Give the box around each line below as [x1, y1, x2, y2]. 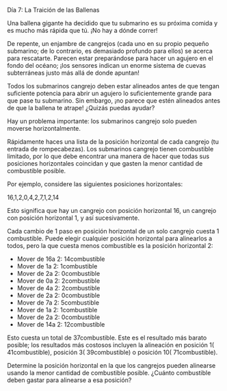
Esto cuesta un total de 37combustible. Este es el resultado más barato [7, 333, 207, 342]
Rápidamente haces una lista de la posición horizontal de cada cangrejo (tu [7, 138, 219, 146]
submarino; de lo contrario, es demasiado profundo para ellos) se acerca [7, 47, 213, 55]
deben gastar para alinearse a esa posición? [7, 376, 132, 384]
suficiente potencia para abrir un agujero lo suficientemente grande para [7, 89, 212, 97]
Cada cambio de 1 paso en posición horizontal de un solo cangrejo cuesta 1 [7, 227, 219, 235]
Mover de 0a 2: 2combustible [16, 277, 101, 285]
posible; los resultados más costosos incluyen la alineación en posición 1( [7, 341, 215, 349]
